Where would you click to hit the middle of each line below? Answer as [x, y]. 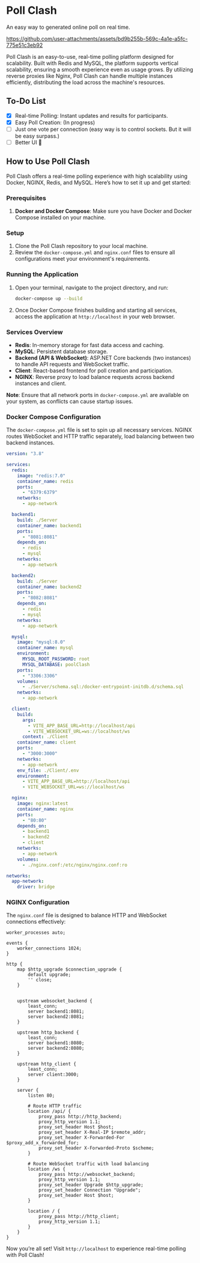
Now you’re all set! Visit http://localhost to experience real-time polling [96, 1249]
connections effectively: [36, 922]
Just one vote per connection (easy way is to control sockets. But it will [103, 129]
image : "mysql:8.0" [41, 642]
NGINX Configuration [38, 903]
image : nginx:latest [43, 804]
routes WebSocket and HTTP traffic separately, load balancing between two [100, 437]
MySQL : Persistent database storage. [61, 351]
